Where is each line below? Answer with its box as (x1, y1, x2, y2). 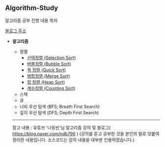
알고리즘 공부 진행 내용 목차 (5, 17, 58, 23)
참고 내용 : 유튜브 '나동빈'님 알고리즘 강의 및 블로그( (12, 125, 111, 130)
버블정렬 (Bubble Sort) (27, 61, 71, 66)
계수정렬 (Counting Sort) (27, 85, 76, 91)
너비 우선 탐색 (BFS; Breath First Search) (19, 104, 100, 109)
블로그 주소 (5, 28, 27, 34)
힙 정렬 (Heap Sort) (27, 79, 65, 85)
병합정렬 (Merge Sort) (27, 73, 70, 79)
